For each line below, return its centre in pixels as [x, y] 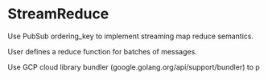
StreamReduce [58, 14]
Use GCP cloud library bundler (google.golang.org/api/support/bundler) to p [134, 67]
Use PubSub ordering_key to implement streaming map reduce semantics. [131, 36]
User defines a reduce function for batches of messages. [103, 51]
